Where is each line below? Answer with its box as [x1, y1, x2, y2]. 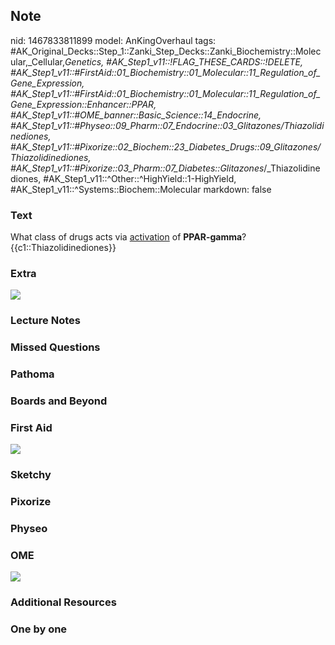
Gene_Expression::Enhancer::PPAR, [10, 98, 157, 110]
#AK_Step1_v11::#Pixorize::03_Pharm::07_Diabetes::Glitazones [10, 162, 265, 174]
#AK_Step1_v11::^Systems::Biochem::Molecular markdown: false [10, 183, 272, 195]
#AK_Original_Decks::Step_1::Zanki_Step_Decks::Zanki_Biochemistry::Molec [10, 45, 322, 57]
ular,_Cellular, [10, 55, 65, 68]
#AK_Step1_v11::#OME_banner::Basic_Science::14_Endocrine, [10, 109, 262, 121]
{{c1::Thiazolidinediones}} [10, 242, 117, 254]
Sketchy [10, 468, 52, 482]
